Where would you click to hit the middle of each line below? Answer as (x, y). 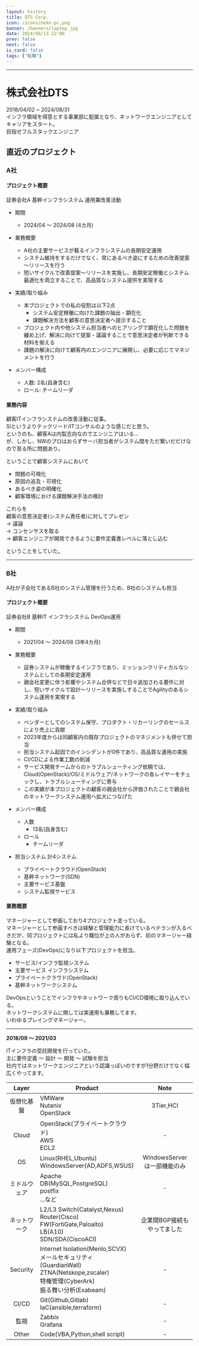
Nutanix (51, 1105)
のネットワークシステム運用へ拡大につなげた (78, 796)
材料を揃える (39, 343)
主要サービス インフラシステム (52, 970)
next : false (21, 45)
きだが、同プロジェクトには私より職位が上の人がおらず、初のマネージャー (97, 935)
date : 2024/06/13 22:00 (36, 34)
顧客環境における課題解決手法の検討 (59, 496)
